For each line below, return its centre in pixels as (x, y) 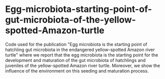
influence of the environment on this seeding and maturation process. (77, 70)
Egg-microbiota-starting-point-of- (79, 9)
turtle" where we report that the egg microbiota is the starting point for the (82, 55)
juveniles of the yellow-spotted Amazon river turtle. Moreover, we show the (83, 65)
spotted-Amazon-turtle (55, 30)
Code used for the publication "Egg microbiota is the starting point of (76, 44)
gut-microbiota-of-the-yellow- (70, 20)
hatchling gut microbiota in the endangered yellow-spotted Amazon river (80, 49)
